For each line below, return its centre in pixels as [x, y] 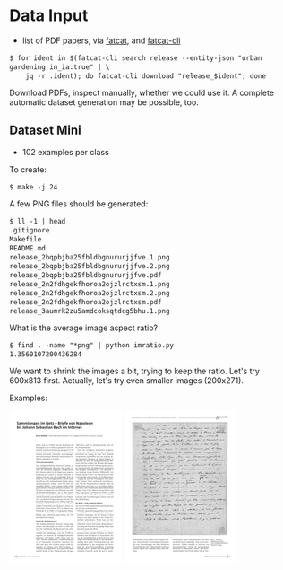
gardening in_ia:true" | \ [60, 67]
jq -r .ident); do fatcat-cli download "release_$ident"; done [146, 76]
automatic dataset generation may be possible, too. [104, 102]
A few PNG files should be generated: [79, 204]
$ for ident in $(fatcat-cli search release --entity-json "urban [136, 58]
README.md [28, 248]
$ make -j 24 [34, 187]
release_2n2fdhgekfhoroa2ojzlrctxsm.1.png [90, 284]
